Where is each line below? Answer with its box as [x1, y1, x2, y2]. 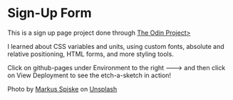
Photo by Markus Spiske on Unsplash [7, 84, 118, 93]
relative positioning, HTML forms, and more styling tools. [7, 50, 175, 58]
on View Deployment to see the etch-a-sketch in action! [7, 71, 172, 79]
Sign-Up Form [7, 5, 92, 21]
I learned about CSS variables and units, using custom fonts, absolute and [7, 42, 224, 50]
